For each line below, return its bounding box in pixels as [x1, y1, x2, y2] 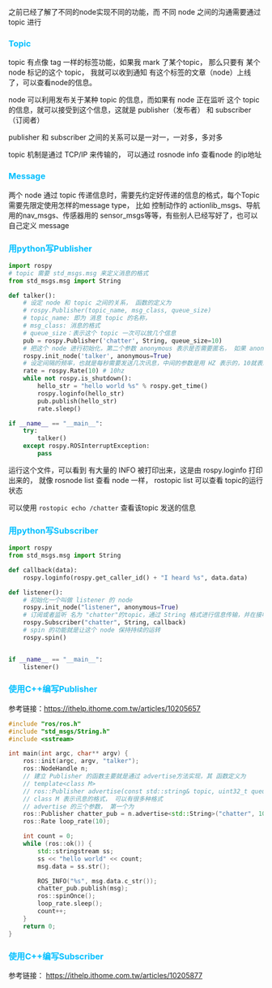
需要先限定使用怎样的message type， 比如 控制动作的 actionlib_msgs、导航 [8, 200, 261, 209]
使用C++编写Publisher [8, 684, 98, 695]
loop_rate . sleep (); [37, 900, 104, 908]
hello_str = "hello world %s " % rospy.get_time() [37, 382, 208, 390]
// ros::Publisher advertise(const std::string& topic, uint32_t [23, 787, 249, 796]
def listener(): [8, 588, 63, 597]
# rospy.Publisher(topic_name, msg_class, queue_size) [23, 307, 212, 315]
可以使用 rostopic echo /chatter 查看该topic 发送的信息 [8, 503, 197, 512]
